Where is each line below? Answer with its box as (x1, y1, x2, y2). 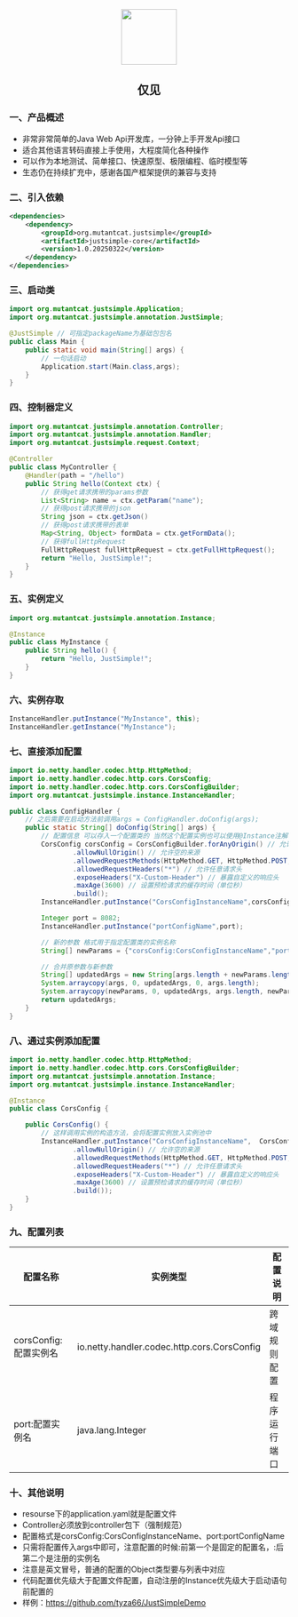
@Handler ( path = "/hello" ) (25, 471, 125, 480)
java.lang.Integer (76, 1424, 147, 1437)
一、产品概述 (9, 111, 65, 123)
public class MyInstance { (9, 638, 109, 647)
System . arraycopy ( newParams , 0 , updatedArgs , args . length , (41, 987, 264, 996)
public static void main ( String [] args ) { (25, 346, 184, 354)
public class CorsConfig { (9, 1104, 109, 1113)
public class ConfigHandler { (9, 807, 122, 816)
